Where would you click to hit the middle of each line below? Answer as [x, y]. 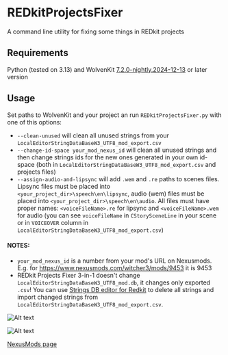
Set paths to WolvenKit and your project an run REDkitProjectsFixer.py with [114, 115]
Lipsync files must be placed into [64, 186]
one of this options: [34, 122]
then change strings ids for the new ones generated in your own [107, 157]
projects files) [36, 172]
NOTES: [18, 246]
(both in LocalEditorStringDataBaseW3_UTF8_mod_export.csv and [126, 164]
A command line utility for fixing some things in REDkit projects [96, 31]
